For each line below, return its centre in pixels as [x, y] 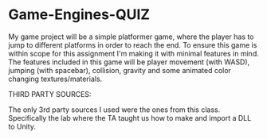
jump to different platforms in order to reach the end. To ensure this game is [133, 44]
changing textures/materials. [55, 79]
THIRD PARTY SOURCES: [50, 94]
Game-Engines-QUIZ [79, 15]
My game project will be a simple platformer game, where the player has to [131, 37]
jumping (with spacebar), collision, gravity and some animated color [120, 70]
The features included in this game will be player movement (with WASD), [129, 62]
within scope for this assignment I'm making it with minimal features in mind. [133, 53]
